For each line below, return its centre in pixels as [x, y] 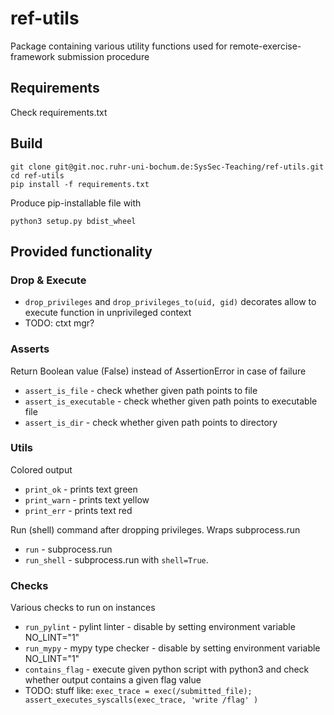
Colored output [41, 469]
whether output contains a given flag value [113, 680]
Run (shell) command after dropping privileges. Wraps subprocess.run [155, 529]
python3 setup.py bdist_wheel [73, 221]
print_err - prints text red [78, 510]
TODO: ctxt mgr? [59, 323]
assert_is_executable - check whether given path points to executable [171, 401]
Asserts [30, 349]
